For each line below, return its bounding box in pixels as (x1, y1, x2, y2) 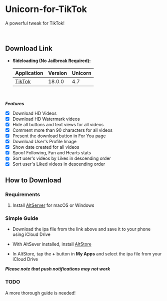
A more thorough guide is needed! (5, 289, 76, 296)
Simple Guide (5, 214, 38, 221)
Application (14, 69, 43, 76)
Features (5, 100, 24, 106)
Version (48, 69, 67, 76)
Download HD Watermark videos (12, 116, 80, 122)
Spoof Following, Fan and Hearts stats (12, 150, 91, 156)
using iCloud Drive (12, 231, 51, 237)
